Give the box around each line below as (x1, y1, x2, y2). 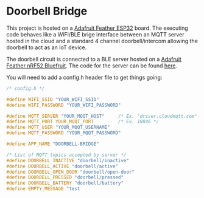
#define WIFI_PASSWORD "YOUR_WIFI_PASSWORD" (6, 102, 121, 108)
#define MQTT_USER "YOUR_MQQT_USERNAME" (6, 125, 111, 131)
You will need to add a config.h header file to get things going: (6, 73, 163, 81)
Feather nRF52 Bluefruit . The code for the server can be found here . (6, 62, 178, 69)
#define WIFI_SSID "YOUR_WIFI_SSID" (6, 96, 99, 103)
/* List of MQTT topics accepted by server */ (6, 152, 127, 158)
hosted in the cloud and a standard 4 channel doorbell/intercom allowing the (6, 37, 198, 44)
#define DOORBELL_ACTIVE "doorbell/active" (6, 163, 119, 169)
